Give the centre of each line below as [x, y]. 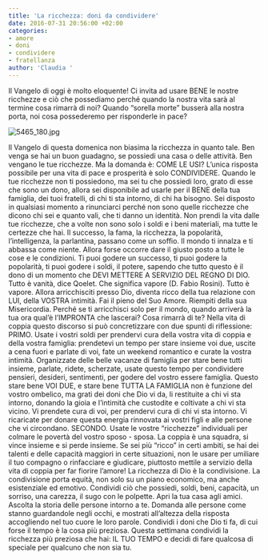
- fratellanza [32, 61]
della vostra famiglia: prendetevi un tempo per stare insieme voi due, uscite [132, 343]
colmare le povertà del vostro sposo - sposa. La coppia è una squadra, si [128, 437]
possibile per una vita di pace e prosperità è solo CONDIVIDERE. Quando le [132, 172]
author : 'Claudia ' [41, 68]
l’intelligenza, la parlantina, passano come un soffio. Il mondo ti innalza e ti [131, 240]
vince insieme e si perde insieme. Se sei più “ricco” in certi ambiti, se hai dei [134, 445]
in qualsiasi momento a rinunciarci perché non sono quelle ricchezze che [129, 207]
